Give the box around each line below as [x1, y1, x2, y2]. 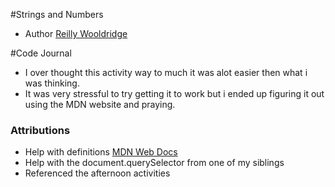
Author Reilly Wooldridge [24, 28, 128, 39]
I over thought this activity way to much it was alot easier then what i [24, 67, 308, 78]
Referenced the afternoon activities [24, 167, 171, 179]
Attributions [10, 123, 71, 137]
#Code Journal [10, 47, 72, 59]
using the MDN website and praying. [24, 99, 176, 110]
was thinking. [24, 77, 80, 89]
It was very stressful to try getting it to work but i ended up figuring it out [24, 88, 325, 99]
